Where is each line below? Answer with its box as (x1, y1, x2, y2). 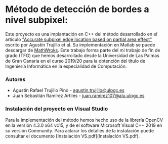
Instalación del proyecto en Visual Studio (5, 105, 108, 112)
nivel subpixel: (5, 14, 68, 26)
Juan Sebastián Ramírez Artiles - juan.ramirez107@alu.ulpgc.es (12, 92, 145, 99)
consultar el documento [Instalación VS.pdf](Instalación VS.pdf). (5, 133, 140, 139)
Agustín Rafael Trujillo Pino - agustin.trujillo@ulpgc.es (12, 87, 125, 93)
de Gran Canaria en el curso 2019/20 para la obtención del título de (5, 58, 146, 64)
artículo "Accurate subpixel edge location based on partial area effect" (5, 36, 152, 42)
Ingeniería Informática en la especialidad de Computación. (5, 63, 127, 69)
